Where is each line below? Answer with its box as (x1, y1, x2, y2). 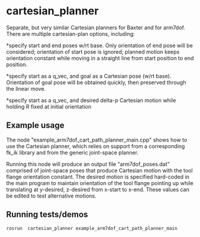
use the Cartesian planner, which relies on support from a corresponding (6, 142, 185, 150)
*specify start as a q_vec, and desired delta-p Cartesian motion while (6, 97, 176, 104)
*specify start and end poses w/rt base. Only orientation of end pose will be (6, 42, 193, 49)
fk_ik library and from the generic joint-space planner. (6, 149, 139, 156)
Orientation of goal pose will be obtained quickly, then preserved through (6, 79, 186, 86)
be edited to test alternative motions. (6, 192, 97, 199)
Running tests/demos (6, 210, 88, 220)
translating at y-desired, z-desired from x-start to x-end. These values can (6, 186, 190, 193)
